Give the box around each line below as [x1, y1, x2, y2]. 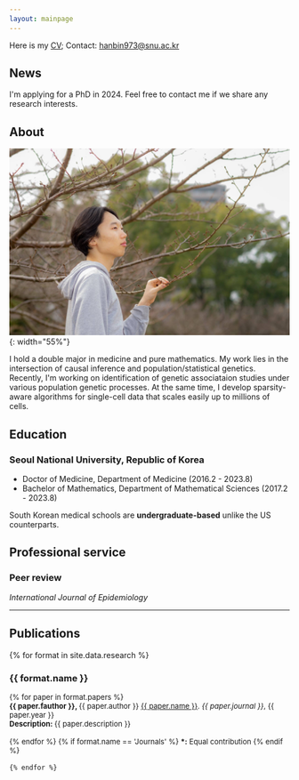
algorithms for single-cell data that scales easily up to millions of [34, 391, 271, 402]
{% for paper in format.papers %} [9, 692, 125, 702]
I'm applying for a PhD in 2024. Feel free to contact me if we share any [9, 89, 269, 100]
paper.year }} [9, 710, 55, 720]
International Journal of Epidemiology [9, 591, 149, 602]
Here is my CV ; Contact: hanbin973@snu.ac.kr [9, 40, 180, 51]
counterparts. [9, 519, 60, 530]
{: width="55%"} [9, 336, 71, 347]
